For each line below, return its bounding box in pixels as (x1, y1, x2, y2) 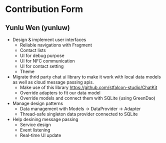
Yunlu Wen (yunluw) (5, 23, 70, 32)
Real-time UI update (19, 132, 61, 138)
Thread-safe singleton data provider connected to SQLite (19, 111, 138, 117)
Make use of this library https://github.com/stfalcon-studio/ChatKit (19, 84, 157, 90)
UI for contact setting (19, 63, 64, 69)
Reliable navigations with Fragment (19, 42, 92, 48)
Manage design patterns (12, 100, 63, 106)
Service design (19, 121, 51, 127)
